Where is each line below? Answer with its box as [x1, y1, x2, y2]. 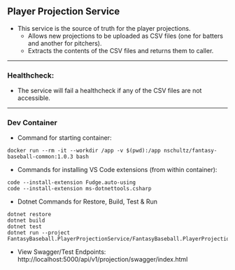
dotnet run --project [7, 229, 71, 236]
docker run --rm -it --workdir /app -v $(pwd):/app [7, 147, 161, 155]
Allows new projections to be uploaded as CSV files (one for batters [27, 31, 224, 40]
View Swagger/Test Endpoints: [17, 248, 106, 256]
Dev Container [7, 118, 57, 128]
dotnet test [7, 223, 42, 230]
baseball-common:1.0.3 [7, 153, 73, 160]
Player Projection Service [7, 6, 120, 17]
